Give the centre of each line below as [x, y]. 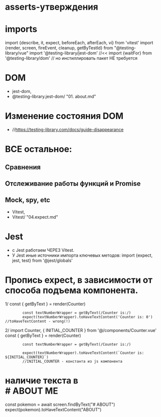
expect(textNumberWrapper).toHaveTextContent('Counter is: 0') [88, 317]
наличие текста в [42, 380]
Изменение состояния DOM [64, 116]
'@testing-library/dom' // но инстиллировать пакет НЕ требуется [71, 58]
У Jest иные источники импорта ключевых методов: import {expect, [82, 255]
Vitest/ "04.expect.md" [35, 217]
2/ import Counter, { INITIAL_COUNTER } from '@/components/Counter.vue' [81, 330]
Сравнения [23, 167]
